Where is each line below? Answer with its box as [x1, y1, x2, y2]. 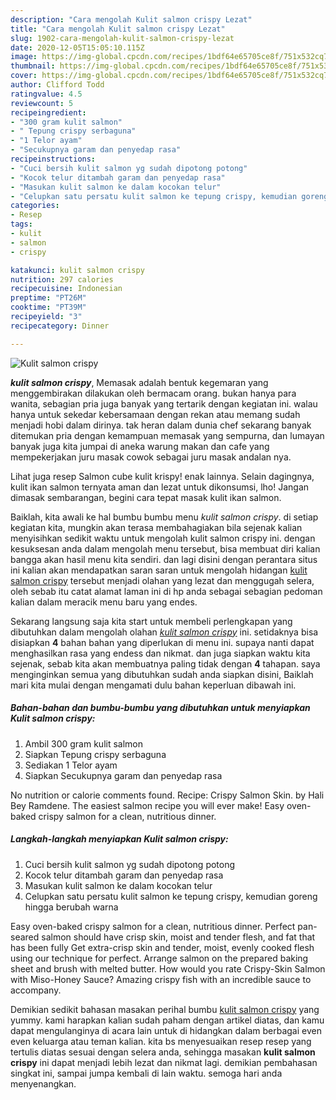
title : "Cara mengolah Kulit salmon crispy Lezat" [10, 24, 226, 34]
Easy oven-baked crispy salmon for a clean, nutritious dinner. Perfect [10, 920, 296, 932]
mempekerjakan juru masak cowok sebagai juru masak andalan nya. [10, 451, 292, 463]
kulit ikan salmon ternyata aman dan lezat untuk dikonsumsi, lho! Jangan [10, 481, 310, 493]
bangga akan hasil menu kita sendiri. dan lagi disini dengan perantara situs [10, 553, 318, 565]
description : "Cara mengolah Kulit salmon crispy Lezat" [10, 14, 253, 25]
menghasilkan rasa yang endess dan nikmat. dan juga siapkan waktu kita [10, 647, 311, 659]
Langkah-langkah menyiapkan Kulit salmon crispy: [10, 833, 229, 845]
